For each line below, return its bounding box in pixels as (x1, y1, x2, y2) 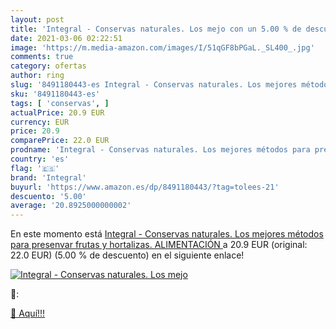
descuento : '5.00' (10, 191, 87, 201)
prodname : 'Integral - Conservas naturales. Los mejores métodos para (10, 145, 311, 155)
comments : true (10, 52, 74, 62)
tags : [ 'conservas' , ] (10, 98, 110, 108)
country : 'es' (10, 154, 70, 164)
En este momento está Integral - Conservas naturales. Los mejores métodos (10, 228, 324, 240)
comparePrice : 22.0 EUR (10, 136, 110, 146)
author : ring (10, 71, 65, 81)
